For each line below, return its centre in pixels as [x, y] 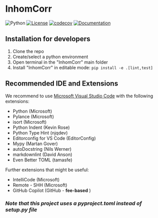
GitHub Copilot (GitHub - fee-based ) [52, 190]
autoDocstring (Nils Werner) [42, 149]
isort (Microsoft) [29, 122]
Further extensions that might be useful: [47, 170]
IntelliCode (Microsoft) [36, 179]
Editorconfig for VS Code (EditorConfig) [54, 138]
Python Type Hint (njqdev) [40, 132]
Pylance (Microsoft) [33, 116]
